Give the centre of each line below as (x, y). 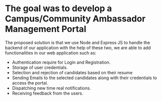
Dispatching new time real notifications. (51, 88)
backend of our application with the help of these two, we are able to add (78, 48)
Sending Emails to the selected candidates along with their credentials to (84, 78)
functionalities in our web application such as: (51, 53)
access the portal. (30, 83)
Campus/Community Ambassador (75, 19)
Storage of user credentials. (40, 67)
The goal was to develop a (59, 8)
